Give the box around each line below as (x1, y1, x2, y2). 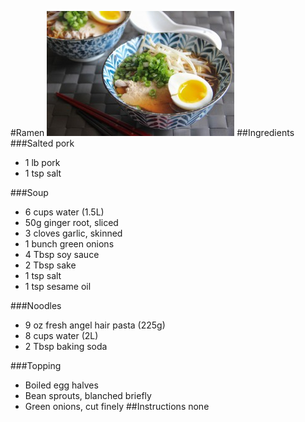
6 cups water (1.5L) (24, 206, 105, 218)
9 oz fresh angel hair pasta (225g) (24, 319, 166, 331)
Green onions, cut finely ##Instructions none (24, 401, 210, 412)
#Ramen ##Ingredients (10, 127, 295, 138)
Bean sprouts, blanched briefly (24, 390, 152, 401)
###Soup (10, 187, 49, 198)
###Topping (10, 360, 62, 371)
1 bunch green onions (24, 238, 115, 250)
